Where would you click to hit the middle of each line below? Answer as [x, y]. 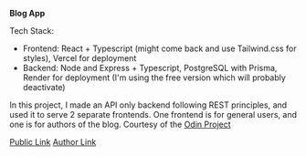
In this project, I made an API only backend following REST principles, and [148, 105]
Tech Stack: [32, 31]
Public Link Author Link [53, 142]
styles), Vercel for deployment [79, 58]
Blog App [27, 13]
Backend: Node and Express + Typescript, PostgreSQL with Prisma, [150, 68]
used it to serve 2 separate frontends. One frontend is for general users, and [153, 114]
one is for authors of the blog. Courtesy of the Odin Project [120, 124]
